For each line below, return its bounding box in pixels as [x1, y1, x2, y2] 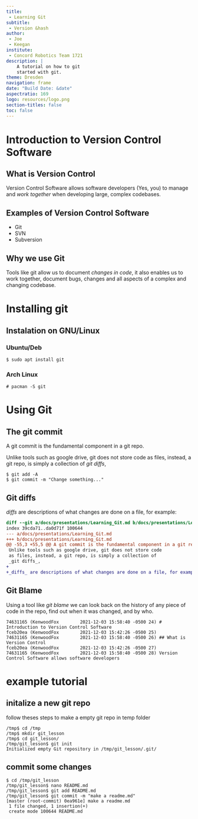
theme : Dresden [6, 74, 44, 80]
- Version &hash [8, 25, 49, 31]
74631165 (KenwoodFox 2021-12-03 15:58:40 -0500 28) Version [6, 650, 178, 656]
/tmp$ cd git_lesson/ [6, 736, 60, 742]
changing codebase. [6, 282, 56, 288]
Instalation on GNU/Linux [6, 325, 100, 335]
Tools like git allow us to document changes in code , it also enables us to [6, 269, 184, 276]
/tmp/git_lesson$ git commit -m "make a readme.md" [6, 793, 136, 799]
